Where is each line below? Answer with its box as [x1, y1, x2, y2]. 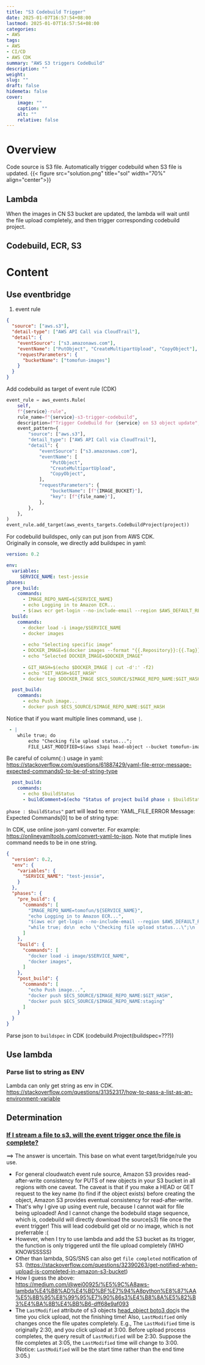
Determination [6, 1112, 62, 1123]
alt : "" [17, 111, 37, 117]
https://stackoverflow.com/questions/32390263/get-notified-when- [27, 1261, 198, 1269]
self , [17, 402, 32, 409]
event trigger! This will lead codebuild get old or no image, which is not [15, 1222, 194, 1230]
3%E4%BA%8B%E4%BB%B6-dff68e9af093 [15, 1300, 129, 1308]
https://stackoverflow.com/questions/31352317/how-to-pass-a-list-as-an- [6, 1088, 193, 1096]
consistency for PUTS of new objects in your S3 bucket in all [43, 1177, 196, 1184]
